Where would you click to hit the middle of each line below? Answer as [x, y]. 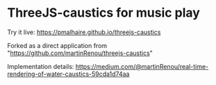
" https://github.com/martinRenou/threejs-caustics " [80, 53]
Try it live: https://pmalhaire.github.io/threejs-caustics [84, 32]
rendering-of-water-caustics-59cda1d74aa [68, 74]
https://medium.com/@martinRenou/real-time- [142, 66]
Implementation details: [41, 66]
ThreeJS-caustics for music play [103, 13]
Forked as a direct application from [57, 45]
